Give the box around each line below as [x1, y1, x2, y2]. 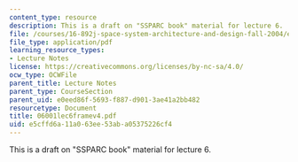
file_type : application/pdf [9, 37, 114, 47]
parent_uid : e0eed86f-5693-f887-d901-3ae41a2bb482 [9, 95, 200, 104]
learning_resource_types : [9, 46, 105, 55]
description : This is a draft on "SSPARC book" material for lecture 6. [9, 21, 284, 30]
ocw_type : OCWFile [9, 71, 77, 80]
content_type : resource [9, 12, 98, 22]
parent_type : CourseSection [9, 87, 114, 96]
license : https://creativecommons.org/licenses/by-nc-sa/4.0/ [9, 63, 244, 72]
